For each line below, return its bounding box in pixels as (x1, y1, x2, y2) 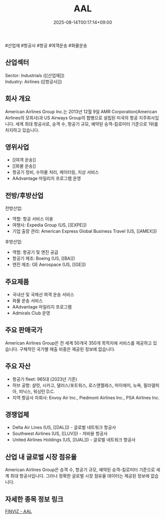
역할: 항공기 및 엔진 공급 (12, 249, 59, 255)
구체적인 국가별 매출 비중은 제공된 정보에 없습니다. (19, 346, 116, 352)
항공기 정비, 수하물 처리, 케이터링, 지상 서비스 (12, 169, 99, 175)
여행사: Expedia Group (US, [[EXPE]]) (12, 222, 87, 228)
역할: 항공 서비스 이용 (12, 216, 53, 222)
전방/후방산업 (5, 191, 44, 200)
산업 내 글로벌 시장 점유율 (5, 453, 77, 461)
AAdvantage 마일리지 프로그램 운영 (12, 175, 81, 181)
